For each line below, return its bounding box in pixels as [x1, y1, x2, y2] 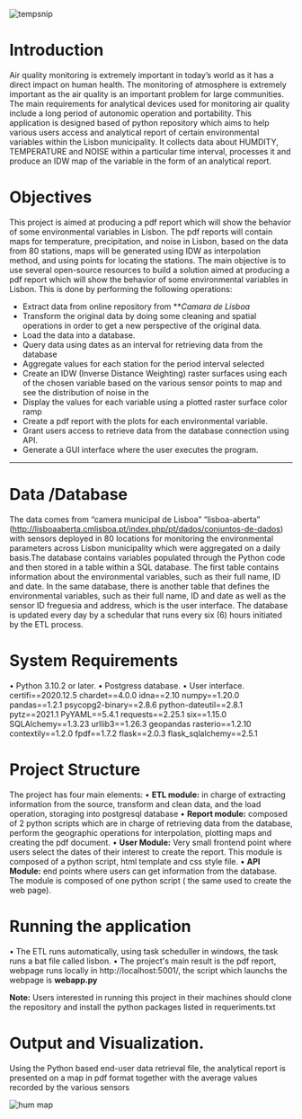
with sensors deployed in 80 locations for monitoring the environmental [9, 533, 274, 544]
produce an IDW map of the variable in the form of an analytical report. [9, 155, 272, 166]
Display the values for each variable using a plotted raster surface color [22, 396, 288, 407]
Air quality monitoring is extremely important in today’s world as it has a [9, 69, 274, 80]
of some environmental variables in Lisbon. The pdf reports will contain [9, 226, 273, 237]
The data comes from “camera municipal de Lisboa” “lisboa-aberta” [9, 513, 261, 525]
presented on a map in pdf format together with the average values [9, 1072, 258, 1083]
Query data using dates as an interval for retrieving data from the [22, 339, 263, 350]
